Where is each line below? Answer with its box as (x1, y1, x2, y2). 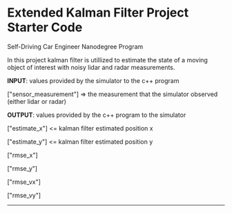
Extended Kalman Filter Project (7, 5, 188, 21)
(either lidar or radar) (7, 97, 67, 105)
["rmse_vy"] (7, 191, 41, 199)
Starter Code (7, 19, 83, 35)
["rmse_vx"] (7, 178, 41, 186)
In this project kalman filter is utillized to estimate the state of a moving (7, 55, 209, 64)
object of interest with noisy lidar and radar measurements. (7, 63, 175, 71)
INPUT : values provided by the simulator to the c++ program (7, 76, 180, 84)
